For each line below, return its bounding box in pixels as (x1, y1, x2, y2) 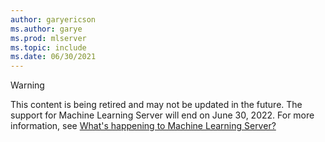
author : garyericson (10, 14, 97, 25)
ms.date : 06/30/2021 (10, 52, 97, 62)
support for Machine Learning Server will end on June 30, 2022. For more (10, 109, 315, 121)
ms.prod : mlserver (10, 33, 87, 43)
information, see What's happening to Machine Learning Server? (10, 120, 277, 132)
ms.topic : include (10, 42, 87, 53)
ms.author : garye (10, 24, 83, 34)
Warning (10, 79, 45, 91)
